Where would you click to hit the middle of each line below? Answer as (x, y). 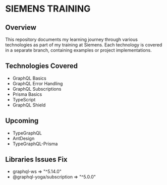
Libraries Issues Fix (36, 160)
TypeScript (24, 99)
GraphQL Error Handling (38, 83)
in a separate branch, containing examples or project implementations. (79, 50)
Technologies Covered (42, 66)
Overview (21, 27)
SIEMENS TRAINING (48, 9)
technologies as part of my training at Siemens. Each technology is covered (84, 45)
